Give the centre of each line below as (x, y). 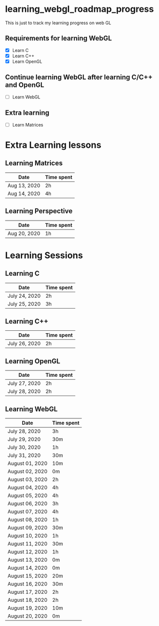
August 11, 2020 (28, 543)
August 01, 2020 (28, 463)
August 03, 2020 (28, 479)
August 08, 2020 (28, 519)
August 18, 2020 (28, 600)
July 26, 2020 (24, 344)
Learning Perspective (39, 211)
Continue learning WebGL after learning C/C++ (79, 77)
